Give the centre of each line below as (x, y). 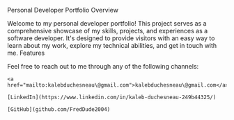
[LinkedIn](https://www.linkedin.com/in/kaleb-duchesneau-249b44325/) (112, 97)
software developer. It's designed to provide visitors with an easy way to (111, 38)
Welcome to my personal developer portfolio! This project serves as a (107, 23)
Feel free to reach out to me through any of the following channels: (103, 66)
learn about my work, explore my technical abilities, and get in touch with (112, 45)
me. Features (26, 53)
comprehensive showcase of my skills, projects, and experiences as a (108, 31)
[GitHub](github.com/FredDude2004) (59, 110)
